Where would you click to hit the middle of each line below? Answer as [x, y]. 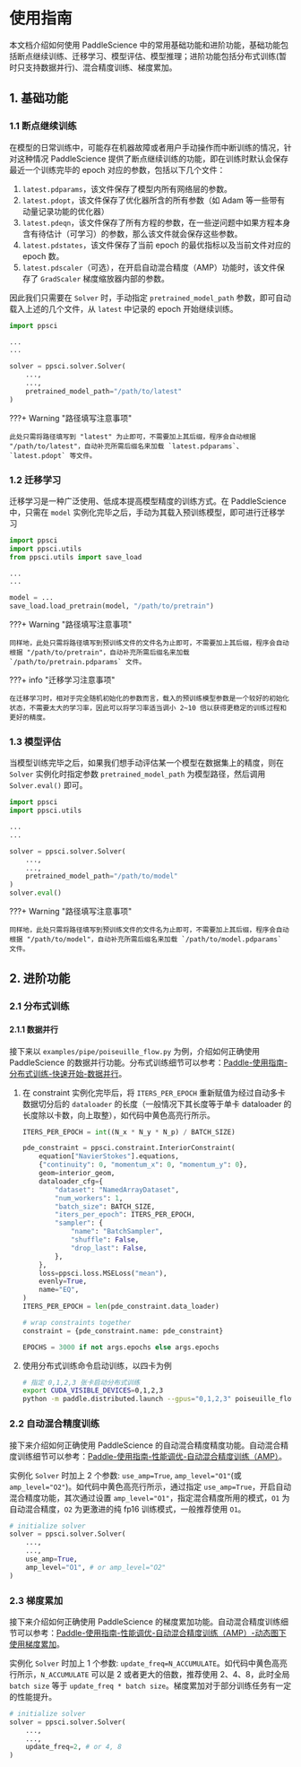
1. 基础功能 [39, 98]
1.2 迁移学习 [35, 480]
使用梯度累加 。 [37, 1644]
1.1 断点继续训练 [43, 126]
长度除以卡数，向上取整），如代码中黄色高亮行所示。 [118, 1115]
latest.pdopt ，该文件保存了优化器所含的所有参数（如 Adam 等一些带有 [153, 200]
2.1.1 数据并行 [34, 1029]
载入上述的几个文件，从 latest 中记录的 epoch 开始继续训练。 [124, 308]
